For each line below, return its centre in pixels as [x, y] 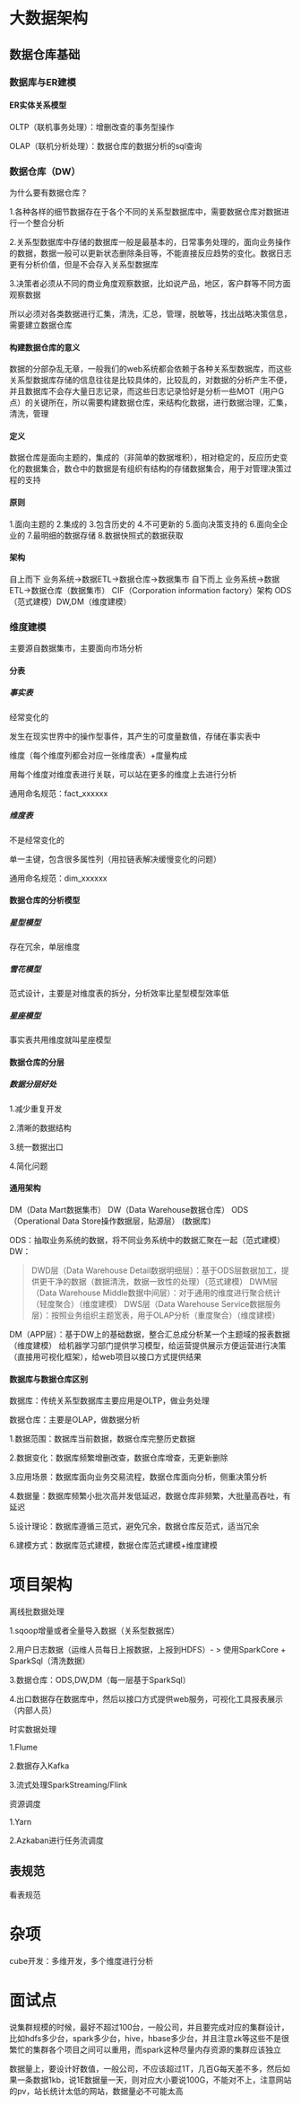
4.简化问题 [29, 1166]
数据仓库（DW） [45, 171]
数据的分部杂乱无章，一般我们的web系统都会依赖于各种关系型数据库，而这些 [150, 369]
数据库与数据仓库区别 [48, 1379]
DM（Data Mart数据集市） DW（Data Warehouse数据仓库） [120, 1209]
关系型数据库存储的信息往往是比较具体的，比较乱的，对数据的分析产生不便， [150, 380]
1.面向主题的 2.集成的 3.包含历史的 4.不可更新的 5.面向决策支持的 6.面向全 [145, 524]
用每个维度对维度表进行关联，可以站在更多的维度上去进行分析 [123, 774]
